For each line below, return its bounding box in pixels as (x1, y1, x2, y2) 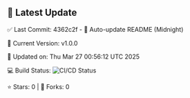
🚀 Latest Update (7, 7, 77, 19)
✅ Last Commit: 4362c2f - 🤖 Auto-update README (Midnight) (7, 25, 184, 33)
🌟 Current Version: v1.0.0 (7, 39, 78, 47)
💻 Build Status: (7, 66, 51, 75)
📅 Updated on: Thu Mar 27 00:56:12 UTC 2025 (7, 52, 140, 61)
